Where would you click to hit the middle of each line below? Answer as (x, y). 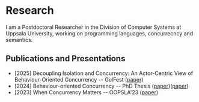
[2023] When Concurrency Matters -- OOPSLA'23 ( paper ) (86, 92)
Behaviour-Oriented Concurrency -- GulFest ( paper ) (79, 79)
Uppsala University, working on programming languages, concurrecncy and (99, 33)
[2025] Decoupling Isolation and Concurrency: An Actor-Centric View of (104, 73)
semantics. (19, 40)
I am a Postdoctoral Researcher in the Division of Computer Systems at (93, 27)
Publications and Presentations (66, 58)
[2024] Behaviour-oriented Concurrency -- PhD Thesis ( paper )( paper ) (101, 86)
